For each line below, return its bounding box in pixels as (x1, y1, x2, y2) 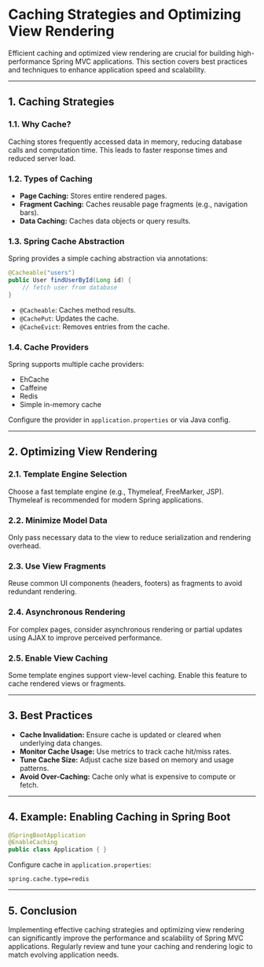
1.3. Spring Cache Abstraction (8, 235, 125, 246)
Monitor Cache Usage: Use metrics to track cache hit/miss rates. (19, 747, 232, 756)
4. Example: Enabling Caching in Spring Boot (8, 810, 231, 824)
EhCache (19, 375, 49, 384)
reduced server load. (8, 154, 76, 163)
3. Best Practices (8, 709, 93, 722)
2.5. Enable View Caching (8, 652, 108, 663)
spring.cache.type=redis (8, 876, 90, 884)
